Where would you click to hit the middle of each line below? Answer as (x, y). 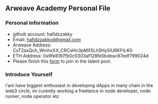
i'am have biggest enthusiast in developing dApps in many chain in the (79, 85)
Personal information (32, 23)
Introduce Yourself (29, 74)
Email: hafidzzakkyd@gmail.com (47, 39)
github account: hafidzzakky (43, 34)
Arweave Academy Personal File (58, 8)
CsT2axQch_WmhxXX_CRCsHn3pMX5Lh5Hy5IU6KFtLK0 (72, 50)
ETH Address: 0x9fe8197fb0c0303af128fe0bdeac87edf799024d (81, 56)
